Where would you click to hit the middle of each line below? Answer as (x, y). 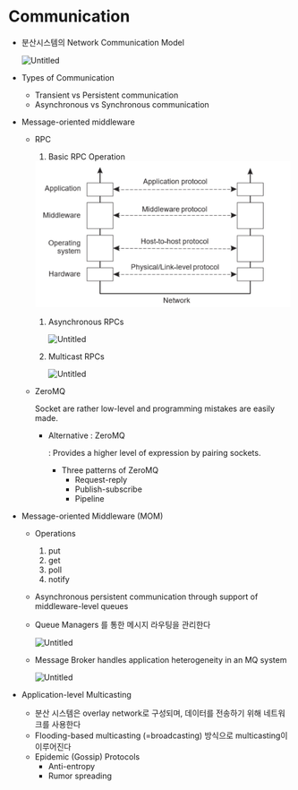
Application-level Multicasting (76, 695)
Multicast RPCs (76, 356)
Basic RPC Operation (87, 156)
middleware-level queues (81, 606)
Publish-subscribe (108, 489)
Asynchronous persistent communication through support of (146, 597)
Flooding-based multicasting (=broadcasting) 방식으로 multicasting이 (161, 735)
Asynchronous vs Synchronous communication (122, 104)
